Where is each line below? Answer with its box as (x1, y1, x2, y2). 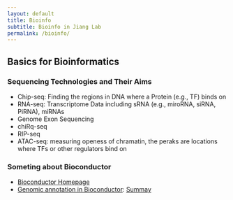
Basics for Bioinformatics (7, 55, 120, 67)
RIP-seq (17, 129, 40, 138)
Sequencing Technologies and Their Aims (7, 76, 152, 86)
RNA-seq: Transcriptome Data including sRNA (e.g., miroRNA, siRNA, (17, 99, 216, 108)
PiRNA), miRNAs (17, 107, 65, 115)
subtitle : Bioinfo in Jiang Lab (7, 23, 101, 30)
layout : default (7, 10, 54, 17)
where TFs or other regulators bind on (17, 144, 127, 152)
